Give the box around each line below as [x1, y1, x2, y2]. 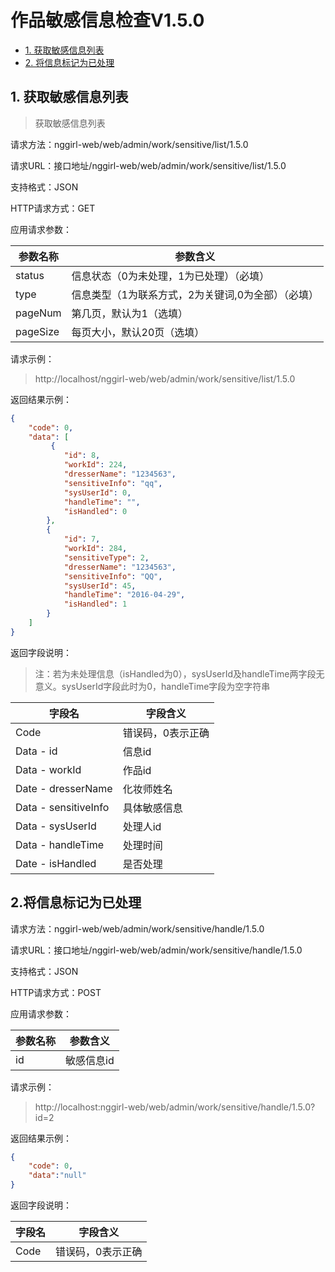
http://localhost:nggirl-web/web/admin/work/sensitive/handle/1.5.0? [34, 1101, 316, 1113]
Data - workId [15, 762, 82, 776]
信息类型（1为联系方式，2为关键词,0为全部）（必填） [71, 287, 320, 301]
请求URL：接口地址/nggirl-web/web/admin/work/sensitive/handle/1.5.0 [10, 944, 303, 956]
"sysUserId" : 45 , [63, 581, 137, 591]
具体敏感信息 [122, 801, 183, 815]
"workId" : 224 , [63, 460, 128, 470]
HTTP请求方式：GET [10, 202, 96, 214]
